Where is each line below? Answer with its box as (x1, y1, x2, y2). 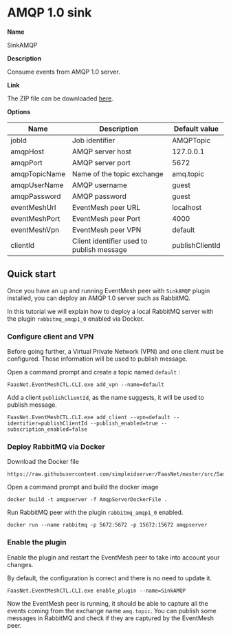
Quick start (7, 268, 56, 280)
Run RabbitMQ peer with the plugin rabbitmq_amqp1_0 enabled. (7, 508, 184, 517)
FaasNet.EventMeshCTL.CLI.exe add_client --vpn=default (7, 414, 170, 421)
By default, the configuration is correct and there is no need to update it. (7, 573, 212, 582)
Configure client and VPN (7, 332, 94, 341)
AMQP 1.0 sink (7, 5, 92, 21)
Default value (174, 124, 219, 134)
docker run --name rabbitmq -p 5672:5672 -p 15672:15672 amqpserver (7, 522, 208, 529)
